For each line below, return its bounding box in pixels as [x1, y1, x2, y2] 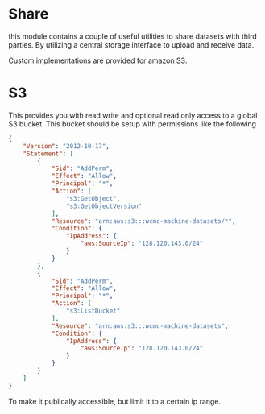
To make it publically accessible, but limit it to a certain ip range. [8, 396, 222, 406]
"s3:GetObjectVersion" [65, 202, 143, 210]
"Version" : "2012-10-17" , [23, 142, 110, 150]
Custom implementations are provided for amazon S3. [8, 56, 188, 65]
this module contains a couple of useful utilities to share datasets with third [8, 31, 258, 41]
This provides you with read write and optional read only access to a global [8, 110, 258, 120]
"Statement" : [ [23, 150, 74, 158]
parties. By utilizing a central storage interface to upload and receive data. [8, 39, 255, 49]
